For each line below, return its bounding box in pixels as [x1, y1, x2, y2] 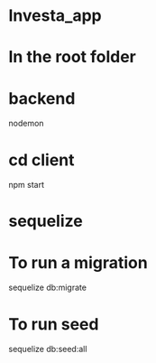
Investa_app [8, 5, 102, 26]
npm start [8, 180, 45, 191]
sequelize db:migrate [8, 282, 87, 293]
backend [8, 88, 76, 108]
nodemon [8, 118, 44, 129]
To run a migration [8, 252, 148, 273]
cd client [8, 150, 75, 170]
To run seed [8, 313, 99, 334]
